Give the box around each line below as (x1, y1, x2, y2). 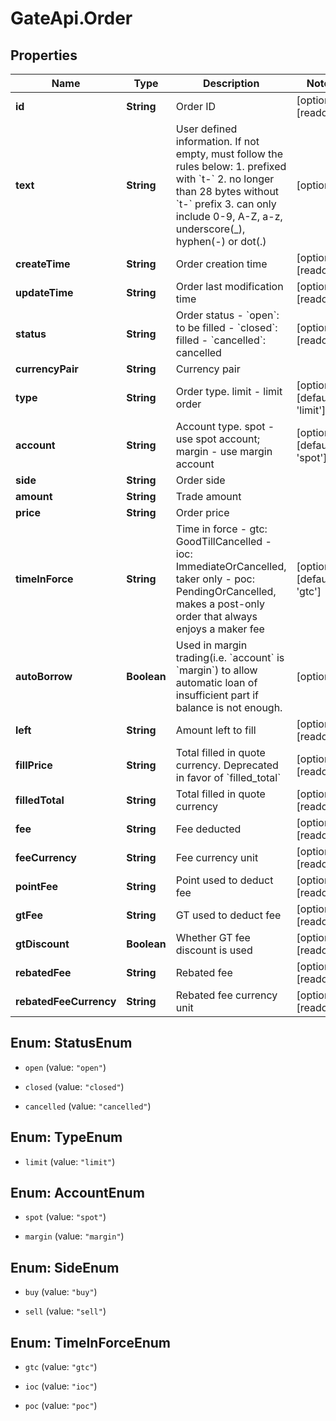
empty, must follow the (175, 147, 284, 161)
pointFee (15, 880, 59, 893)
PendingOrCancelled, (175, 585, 277, 598)
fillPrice (15, 758, 53, 772)
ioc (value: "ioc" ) (24, 1380, 98, 1392)
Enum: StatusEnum (10, 1035, 133, 1052)
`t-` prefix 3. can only (175, 197, 277, 211)
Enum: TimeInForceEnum (10, 1334, 171, 1351)
